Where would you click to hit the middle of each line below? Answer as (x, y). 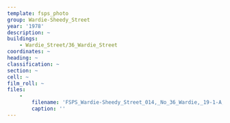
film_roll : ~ (26, 83)
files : (16, 90)
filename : (46, 102)
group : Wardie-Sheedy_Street (49, 20)
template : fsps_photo (38, 13)
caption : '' (49, 109)
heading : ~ (23, 58)
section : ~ (23, 70)
